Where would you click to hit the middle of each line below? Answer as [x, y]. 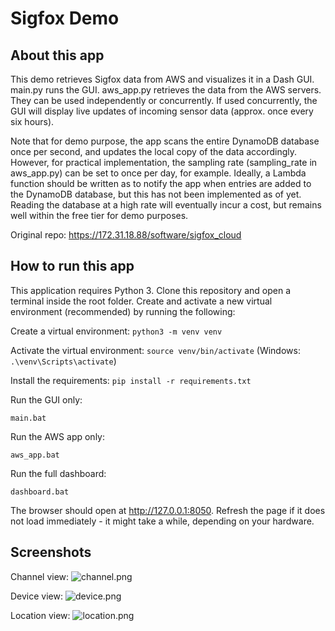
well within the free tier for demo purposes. [99, 215]
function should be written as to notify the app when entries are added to [161, 183]
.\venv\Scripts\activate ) [63, 361]
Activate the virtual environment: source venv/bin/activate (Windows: [155, 350]
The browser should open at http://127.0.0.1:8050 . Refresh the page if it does [168, 510]
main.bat [28, 418]
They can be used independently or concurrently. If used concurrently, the [164, 100]
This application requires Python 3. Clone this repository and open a [151, 290]
